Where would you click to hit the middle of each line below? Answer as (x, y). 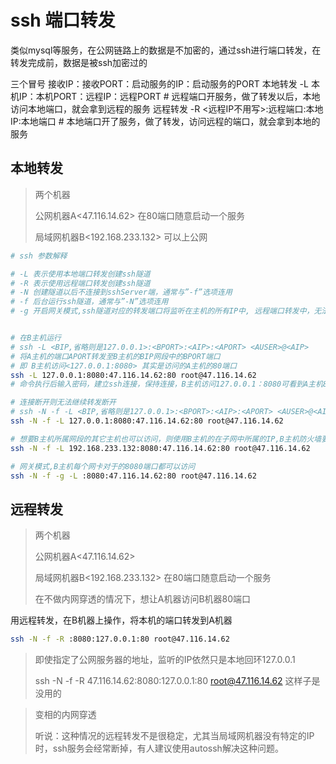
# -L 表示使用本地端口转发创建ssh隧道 (80, 274)
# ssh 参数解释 (39, 256)
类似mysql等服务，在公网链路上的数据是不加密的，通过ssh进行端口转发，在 (166, 50)
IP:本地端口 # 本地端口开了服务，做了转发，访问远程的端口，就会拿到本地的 (165, 121)
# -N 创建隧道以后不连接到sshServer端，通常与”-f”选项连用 (121, 292)
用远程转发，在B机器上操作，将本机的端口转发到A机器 (121, 620)
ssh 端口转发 (63, 20)
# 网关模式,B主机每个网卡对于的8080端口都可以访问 (103, 466)
